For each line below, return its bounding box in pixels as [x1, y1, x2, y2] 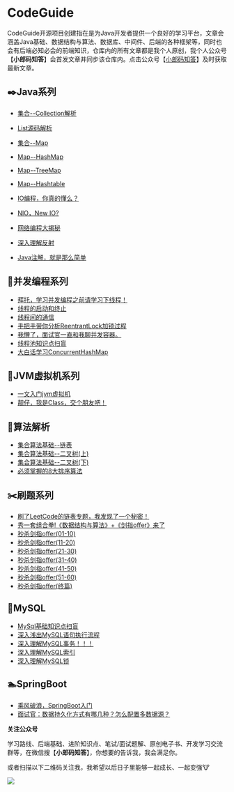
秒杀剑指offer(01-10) [17, 530, 76, 538]
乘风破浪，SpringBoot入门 [17, 701, 93, 709]
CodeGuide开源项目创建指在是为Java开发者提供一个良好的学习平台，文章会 [7, 29, 224, 37]
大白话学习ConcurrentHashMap [17, 347, 109, 356]
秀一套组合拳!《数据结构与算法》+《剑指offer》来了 [17, 521, 166, 529]
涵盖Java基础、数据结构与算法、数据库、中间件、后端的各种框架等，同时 [7, 37, 217, 46]
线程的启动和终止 [17, 304, 67, 312]
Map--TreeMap [17, 166, 61, 174]
